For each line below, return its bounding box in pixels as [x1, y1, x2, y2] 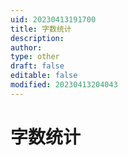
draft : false [10, 61, 65, 71]
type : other [10, 52, 60, 62]
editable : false [10, 71, 78, 81]
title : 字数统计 [10, 24, 72, 34]
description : [10, 33, 65, 43]
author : [10, 42, 43, 53]
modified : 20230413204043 [10, 80, 118, 90]
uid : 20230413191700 [10, 14, 97, 25]
